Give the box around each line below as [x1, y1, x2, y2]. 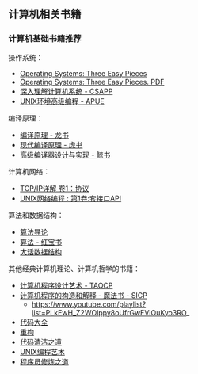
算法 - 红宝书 [19, 237, 63, 246]
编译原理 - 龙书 [19, 130, 70, 139]
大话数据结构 [19, 246, 62, 256]
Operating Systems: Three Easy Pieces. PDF [19, 77, 165, 86]
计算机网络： [8, 166, 50, 176]
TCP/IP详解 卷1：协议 [19, 183, 89, 193]
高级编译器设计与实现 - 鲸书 [19, 150, 111, 159]
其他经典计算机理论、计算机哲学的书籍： [8, 264, 140, 273]
